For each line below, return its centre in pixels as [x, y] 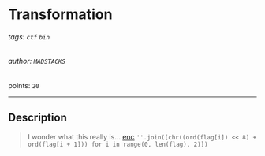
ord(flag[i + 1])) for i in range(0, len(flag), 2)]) [118, 144]
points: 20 [24, 85]
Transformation [60, 15]
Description [37, 118]
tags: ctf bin [29, 36]
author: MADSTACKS [37, 61]
